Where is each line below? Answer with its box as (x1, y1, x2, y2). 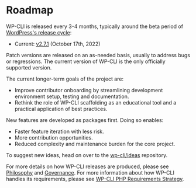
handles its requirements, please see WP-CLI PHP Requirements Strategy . (6, 175, 184, 182)
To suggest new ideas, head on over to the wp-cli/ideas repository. (6, 151, 168, 158)
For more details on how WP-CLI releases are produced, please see (6, 163, 169, 170)
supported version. (6, 64, 52, 71)
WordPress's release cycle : (6, 29, 72, 36)
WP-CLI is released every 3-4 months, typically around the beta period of (6, 23, 183, 30)
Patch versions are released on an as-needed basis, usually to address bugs (6, 51, 190, 58)
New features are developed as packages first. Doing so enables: (6, 116, 164, 123)
